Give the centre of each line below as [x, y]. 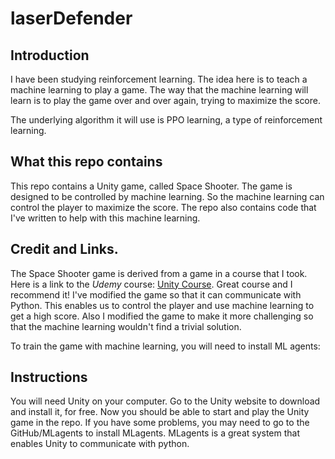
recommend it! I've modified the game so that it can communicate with [156, 294]
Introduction [50, 55]
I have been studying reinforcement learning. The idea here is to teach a [159, 79]
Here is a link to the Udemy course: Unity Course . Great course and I [151, 284]
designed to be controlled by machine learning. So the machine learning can [167, 196]
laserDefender [71, 18]
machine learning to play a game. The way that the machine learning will [159, 90]
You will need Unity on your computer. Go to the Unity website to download [165, 401]
